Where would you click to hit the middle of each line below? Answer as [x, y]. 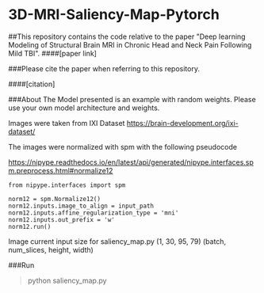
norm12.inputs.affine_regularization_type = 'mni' [94, 213]
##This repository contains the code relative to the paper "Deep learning [127, 36]
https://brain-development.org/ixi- [183, 123]
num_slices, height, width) [51, 249]
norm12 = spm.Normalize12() [55, 199]
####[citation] [32, 84]
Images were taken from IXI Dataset [67, 123]
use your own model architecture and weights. [84, 108]
